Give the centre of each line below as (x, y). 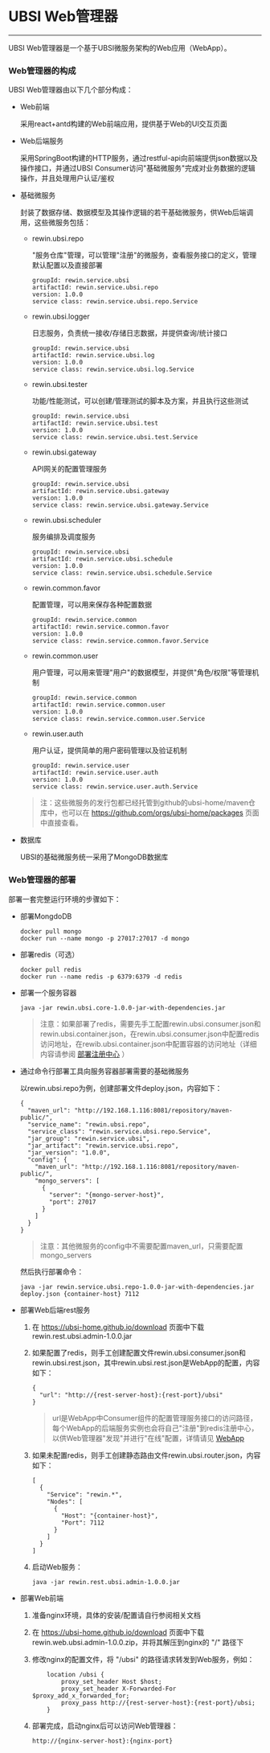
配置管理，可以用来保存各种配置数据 (92, 605)
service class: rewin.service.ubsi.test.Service (115, 438)
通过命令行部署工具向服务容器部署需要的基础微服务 (104, 1071)
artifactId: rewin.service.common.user (99, 705)
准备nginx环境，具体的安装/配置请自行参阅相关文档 (116, 1615)
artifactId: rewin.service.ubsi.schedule (102, 559)
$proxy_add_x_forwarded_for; (81, 1695)
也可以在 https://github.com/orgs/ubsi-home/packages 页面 (160, 813)
